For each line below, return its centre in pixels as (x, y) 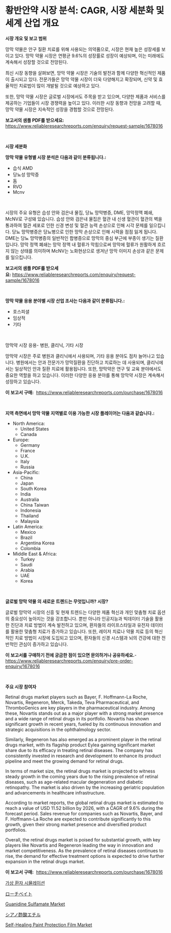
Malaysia (30, 521)
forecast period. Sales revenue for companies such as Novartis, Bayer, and (84, 813)
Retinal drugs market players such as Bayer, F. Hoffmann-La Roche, (76, 697)
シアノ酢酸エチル (23, 914)
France (28, 450)
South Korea (33, 488)
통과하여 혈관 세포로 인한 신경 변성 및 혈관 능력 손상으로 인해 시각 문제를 (77, 225)
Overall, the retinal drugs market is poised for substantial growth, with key (83, 839)
